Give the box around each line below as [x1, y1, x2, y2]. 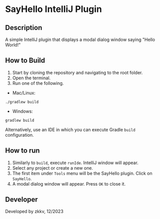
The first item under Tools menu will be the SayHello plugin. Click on [12, 170, 153, 176]
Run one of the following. [12, 80, 64, 86]
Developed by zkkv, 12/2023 [5, 209, 64, 215]
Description [5, 23, 42, 32]
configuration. [5, 132, 34, 138]
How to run [5, 146, 40, 155]
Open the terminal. [12, 75, 51, 81]
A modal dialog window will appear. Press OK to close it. [12, 181, 126, 187]
